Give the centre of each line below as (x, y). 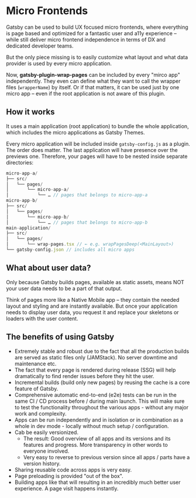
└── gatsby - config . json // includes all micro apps (70, 250)
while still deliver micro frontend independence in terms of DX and (86, 39)
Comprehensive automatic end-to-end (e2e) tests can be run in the (96, 395)
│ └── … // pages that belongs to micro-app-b (77, 222)
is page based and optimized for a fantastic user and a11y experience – (91, 33)
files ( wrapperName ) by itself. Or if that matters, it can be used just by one (93, 87)
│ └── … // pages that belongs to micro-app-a (77, 195)
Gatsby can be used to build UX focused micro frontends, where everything (97, 27)
